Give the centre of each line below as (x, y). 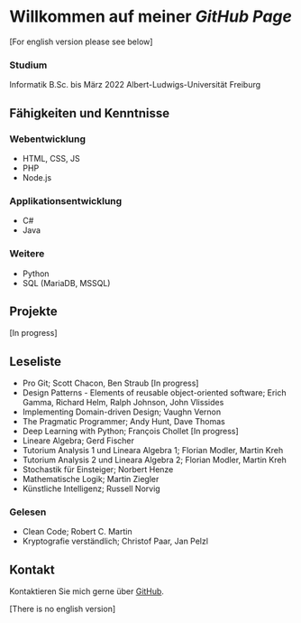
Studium (28, 65)
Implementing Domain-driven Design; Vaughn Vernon (122, 412)
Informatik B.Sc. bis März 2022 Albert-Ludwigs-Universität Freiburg (135, 85)
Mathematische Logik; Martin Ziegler (91, 479)
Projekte (33, 311)
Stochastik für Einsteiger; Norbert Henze (98, 470)
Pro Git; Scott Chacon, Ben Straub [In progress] (110, 383)
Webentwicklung (48, 139)
